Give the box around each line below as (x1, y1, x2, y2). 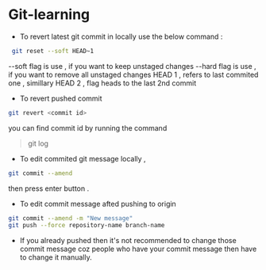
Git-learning (8, 6, 91, 24)
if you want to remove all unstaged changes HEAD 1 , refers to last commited (8, 70, 259, 79)
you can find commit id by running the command (8, 123, 168, 132)
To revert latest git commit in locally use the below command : (19, 32, 223, 41)
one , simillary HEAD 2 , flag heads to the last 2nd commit (8, 78, 197, 88)
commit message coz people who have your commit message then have (19, 244, 257, 254)
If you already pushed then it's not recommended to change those (19, 236, 237, 245)
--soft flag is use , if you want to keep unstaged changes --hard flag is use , (8, 61, 256, 70)
